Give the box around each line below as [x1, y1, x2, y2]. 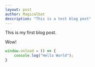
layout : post [5, 7, 32, 12]
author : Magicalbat [5, 12, 45, 17]
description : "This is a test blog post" [5, 16, 92, 21]
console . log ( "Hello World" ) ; [14, 53, 74, 58]
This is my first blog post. [5, 30, 57, 36]
